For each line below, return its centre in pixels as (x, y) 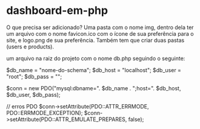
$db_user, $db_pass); (33, 94)
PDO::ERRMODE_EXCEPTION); (45, 113)
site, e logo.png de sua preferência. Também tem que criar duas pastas (95, 40)
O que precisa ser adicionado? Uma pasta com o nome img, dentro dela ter (100, 27)
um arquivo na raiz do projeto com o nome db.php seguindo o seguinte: (96, 58)
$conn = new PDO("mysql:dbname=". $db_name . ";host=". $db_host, (94, 88)
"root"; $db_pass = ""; (34, 76)
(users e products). (30, 47)
